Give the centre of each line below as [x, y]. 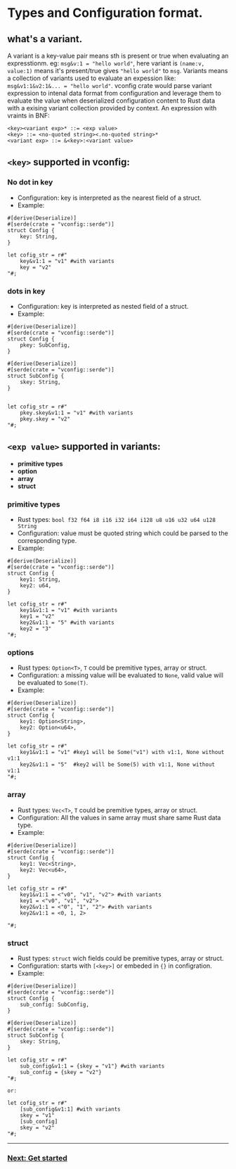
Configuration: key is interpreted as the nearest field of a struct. [110, 198]
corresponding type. [47, 541]
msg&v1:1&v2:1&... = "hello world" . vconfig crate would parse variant [110, 85]
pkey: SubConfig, [45, 345]
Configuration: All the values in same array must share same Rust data [119, 817]
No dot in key [30, 182]
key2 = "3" [36, 629]
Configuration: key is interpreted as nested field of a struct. [103, 306]
